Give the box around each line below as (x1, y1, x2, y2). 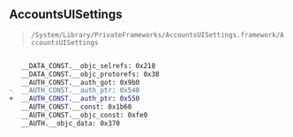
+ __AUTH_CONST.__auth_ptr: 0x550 (9, 95, 140, 103)
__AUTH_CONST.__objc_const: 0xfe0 (20, 110, 148, 120)
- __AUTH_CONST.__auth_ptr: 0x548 (9, 86, 140, 95)
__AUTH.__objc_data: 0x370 (20, 118, 121, 127)
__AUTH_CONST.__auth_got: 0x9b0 (20, 78, 140, 87)
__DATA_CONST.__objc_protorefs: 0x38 (20, 70, 161, 79)
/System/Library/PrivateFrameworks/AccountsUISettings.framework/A (30, 30, 284, 39)
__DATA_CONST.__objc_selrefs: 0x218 (20, 61, 156, 70)
